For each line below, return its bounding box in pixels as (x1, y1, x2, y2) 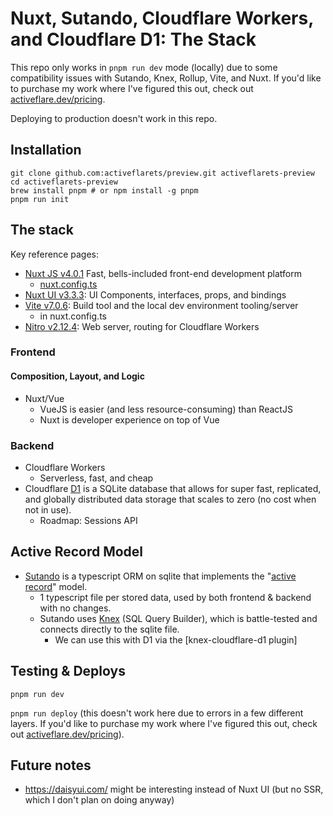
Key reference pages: (10, 248, 99, 260)
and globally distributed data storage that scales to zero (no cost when (24, 493, 317, 505)
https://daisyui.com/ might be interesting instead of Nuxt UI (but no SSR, (24, 783, 324, 796)
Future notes (10, 757, 92, 774)
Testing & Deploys (10, 663, 126, 680)
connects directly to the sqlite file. (39, 623, 180, 635)
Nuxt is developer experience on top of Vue (39, 413, 220, 426)
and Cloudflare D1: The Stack (10, 28, 257, 51)
